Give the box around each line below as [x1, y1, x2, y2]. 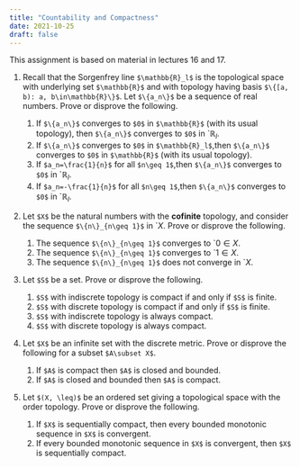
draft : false [9, 30, 59, 39]
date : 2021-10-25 [9, 22, 75, 31]
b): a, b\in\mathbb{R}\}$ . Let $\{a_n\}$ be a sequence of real [22, 91, 259, 102]
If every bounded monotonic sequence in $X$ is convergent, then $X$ [35, 437, 292, 448]
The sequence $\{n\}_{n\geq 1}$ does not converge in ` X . [35, 256, 254, 267]
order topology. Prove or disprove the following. [22, 401, 200, 412]
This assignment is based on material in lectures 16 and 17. [9, 55, 227, 66]
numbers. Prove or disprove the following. [22, 101, 178, 112]
